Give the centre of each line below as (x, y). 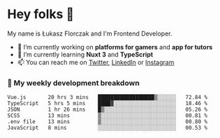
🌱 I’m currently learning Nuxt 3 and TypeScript (85, 54)
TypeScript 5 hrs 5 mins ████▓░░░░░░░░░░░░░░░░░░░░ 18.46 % (108, 104)
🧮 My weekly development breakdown (73, 83)
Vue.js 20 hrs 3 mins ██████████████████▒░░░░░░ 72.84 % (108, 98)
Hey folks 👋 (41, 14)
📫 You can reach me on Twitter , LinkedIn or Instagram (96, 62)
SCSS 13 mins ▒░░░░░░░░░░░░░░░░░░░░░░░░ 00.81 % (108, 116)
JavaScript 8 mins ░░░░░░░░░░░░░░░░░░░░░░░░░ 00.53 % (108, 128)
